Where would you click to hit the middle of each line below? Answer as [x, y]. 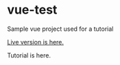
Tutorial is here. [29, 55]
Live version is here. [35, 42]
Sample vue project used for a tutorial [60, 29]
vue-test [32, 10]
